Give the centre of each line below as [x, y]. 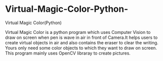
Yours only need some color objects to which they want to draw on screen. [81, 48]
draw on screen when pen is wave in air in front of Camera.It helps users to [81, 37]
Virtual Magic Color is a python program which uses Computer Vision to [78, 32]
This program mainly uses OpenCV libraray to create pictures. [68, 53]
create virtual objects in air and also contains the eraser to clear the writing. [82, 42]
